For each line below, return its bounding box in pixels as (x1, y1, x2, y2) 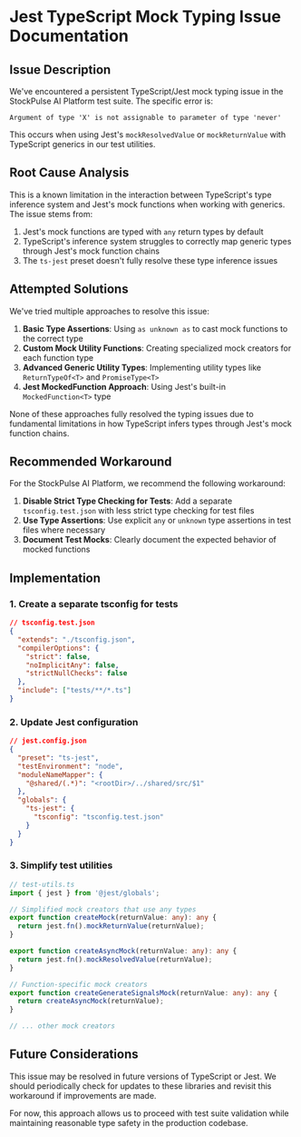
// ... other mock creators (9, 1022, 116, 1031)
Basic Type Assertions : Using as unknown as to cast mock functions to (22, 323, 288, 334)
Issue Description (9, 62, 112, 77)
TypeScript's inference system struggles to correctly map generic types (22, 235, 292, 246)
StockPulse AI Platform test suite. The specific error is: (9, 95, 213, 106)
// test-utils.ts (9, 880, 75, 889)
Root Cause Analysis (9, 165, 130, 181)
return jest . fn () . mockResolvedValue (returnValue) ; (17, 954, 213, 964)
